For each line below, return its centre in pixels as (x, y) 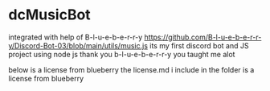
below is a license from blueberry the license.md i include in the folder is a (131, 69)
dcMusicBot (49, 15)
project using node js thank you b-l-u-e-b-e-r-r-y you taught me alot (122, 54)
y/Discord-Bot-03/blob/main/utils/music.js (78, 45)
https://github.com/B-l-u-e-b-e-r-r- (203, 37)
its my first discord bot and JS (199, 45)
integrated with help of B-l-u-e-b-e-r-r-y (76, 37)
